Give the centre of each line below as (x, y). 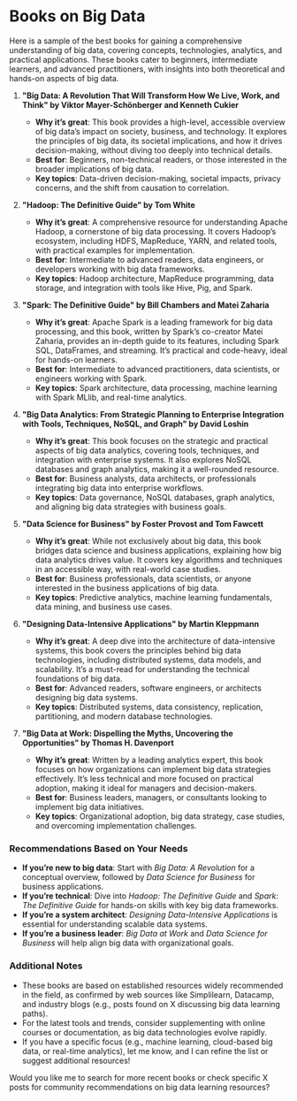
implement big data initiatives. (89, 807)
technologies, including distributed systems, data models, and (148, 660)
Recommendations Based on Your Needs (99, 848)
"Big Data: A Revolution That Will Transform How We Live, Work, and (151, 96)
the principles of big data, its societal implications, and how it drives (159, 141)
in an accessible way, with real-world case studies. (128, 569)
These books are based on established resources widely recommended (152, 985)
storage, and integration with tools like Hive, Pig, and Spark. (144, 287)
